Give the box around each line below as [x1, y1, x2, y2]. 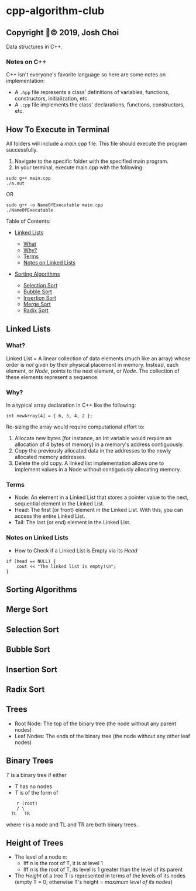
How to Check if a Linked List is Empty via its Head [14, 547, 137, 554]
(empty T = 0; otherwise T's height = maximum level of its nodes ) [14, 879, 173, 886]
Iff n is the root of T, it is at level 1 [23, 860, 104, 867]
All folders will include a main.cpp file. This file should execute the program [6, 140, 187, 148]
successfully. [6, 146, 38, 153]
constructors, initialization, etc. [14, 95, 89, 102]
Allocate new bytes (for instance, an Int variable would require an [14, 435, 171, 442]
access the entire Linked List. [14, 513, 85, 520]
